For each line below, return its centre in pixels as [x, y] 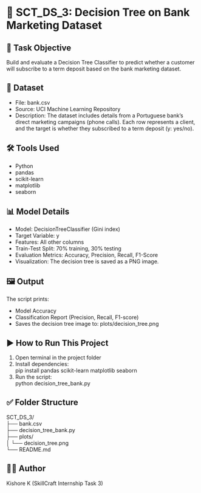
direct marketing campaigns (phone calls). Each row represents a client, [105, 122]
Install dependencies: [42, 364]
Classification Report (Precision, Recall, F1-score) [77, 317]
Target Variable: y [37, 236]
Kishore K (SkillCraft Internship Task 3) [55, 483]
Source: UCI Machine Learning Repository [68, 109]
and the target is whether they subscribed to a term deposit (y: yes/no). [104, 128]
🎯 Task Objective [39, 48]
